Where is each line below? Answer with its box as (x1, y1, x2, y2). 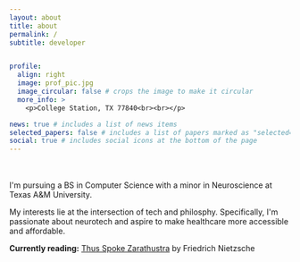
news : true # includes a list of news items (9, 120, 178, 129)
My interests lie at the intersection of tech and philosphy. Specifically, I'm (9, 207, 279, 217)
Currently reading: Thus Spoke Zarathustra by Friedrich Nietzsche (9, 243, 255, 254)
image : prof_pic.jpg (17, 79, 94, 88)
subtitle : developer (9, 38, 87, 47)
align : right (17, 71, 66, 80)
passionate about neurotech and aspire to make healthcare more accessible (9, 216, 288, 227)
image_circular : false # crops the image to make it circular (17, 87, 254, 96)
